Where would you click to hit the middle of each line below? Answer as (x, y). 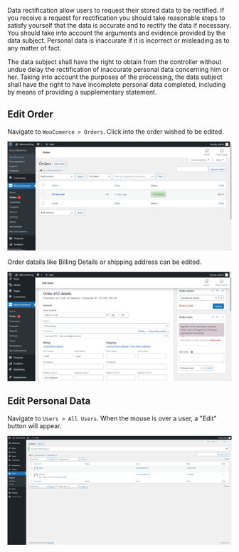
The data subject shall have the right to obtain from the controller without (115, 62)
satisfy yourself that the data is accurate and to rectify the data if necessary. (119, 25)
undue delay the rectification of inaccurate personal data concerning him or (118, 69)
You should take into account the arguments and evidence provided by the (117, 33)
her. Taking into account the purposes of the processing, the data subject (115, 77)
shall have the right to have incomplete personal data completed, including (117, 84)
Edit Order (30, 114)
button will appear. (34, 425)
